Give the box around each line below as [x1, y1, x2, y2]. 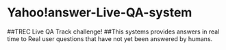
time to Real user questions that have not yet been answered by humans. [7, 34, 213, 42]
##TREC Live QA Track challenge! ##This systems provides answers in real [7, 27, 220, 36]
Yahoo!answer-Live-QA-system [7, 5, 192, 21]
